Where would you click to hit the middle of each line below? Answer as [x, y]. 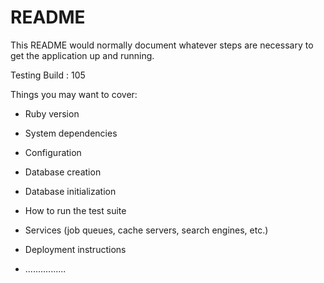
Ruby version [52, 113]
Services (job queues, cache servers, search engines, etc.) [146, 230]
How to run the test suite [75, 210]
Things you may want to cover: [74, 94]
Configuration [53, 152]
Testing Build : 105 [48, 75]
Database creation [63, 172]
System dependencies [71, 133]
